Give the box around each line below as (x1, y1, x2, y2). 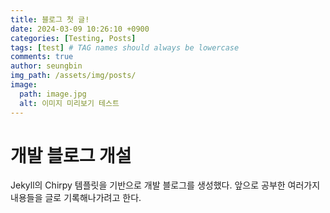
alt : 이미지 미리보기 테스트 (19, 98, 120, 108)
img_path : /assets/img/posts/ (10, 71, 137, 81)
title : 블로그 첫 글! (10, 14, 90, 25)
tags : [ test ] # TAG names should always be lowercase (10, 42, 240, 53)
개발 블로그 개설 (10, 144, 132, 167)
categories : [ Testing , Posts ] (10, 33, 137, 43)
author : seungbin (10, 61, 83, 71)
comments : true (10, 52, 74, 62)
